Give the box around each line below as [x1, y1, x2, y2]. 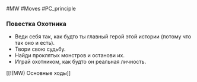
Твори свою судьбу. [14, 45, 66, 53]
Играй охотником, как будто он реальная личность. [14, 58, 147, 65]
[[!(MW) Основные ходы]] [6, 70, 71, 77]
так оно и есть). [14, 40, 55, 47]
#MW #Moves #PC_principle [6, 5, 76, 12]
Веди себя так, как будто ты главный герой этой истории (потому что [14, 33, 192, 40]
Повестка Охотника [6, 19, 67, 28]
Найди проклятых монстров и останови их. [14, 52, 125, 59]
